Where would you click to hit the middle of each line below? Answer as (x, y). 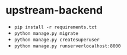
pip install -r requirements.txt (55, 27)
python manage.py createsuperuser (57, 40)
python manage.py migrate (46, 33)
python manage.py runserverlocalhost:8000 (67, 46)
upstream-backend (54, 10)
